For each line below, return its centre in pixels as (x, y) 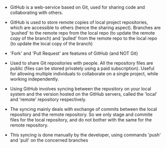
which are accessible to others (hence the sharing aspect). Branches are (85, 28)
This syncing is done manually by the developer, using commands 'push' (85, 135)
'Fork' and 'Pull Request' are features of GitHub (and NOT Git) (74, 53)
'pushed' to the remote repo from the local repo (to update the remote (82, 33)
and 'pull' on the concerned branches (49, 140)
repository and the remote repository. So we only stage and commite (81, 114)
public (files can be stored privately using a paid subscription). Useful (82, 68)
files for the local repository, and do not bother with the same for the (81, 120)
